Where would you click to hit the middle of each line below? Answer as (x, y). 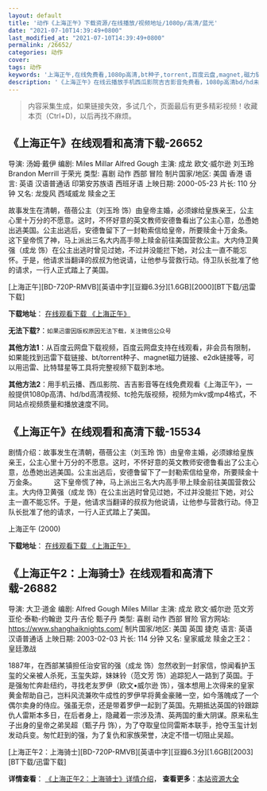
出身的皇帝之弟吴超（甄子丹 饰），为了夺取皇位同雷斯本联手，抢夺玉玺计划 (136, 725)
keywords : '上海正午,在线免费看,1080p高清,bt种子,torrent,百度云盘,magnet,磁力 (132, 75)
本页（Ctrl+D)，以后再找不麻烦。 (81, 115)
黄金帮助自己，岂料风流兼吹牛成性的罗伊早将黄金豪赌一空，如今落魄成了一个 (133, 695)
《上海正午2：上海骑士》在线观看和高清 (106, 573)
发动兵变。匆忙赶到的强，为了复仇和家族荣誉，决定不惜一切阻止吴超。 (123, 735)
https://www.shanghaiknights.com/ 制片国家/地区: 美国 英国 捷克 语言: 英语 (130, 628)
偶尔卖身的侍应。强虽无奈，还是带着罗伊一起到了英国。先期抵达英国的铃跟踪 (133, 705)
